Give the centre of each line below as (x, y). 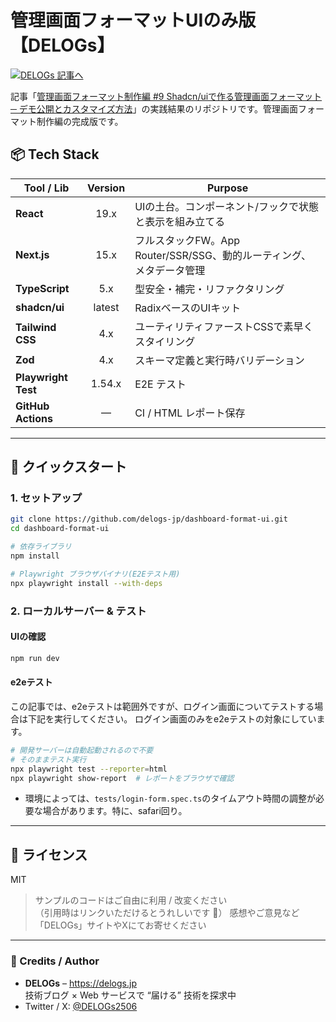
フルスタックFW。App (187, 240)
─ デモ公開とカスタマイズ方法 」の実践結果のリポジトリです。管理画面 (154, 108)
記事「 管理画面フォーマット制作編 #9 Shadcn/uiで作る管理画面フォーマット (166, 96)
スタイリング (165, 341)
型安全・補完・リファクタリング (209, 289)
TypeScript (42, 288)
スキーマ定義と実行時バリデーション (219, 360)
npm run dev (35, 658)
